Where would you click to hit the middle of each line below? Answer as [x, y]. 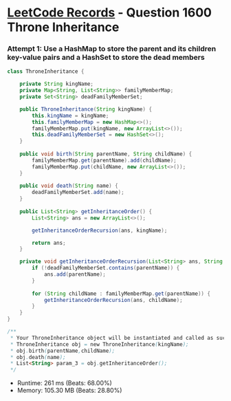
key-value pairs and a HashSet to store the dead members [106, 58]
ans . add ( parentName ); [75, 274]
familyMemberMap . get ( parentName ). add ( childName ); [104, 160]
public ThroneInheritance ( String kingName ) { [86, 109]
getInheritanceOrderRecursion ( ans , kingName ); [100, 230]
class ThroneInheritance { [46, 72]
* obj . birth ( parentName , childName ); [63, 351]
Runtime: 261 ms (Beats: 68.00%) [64, 383]
